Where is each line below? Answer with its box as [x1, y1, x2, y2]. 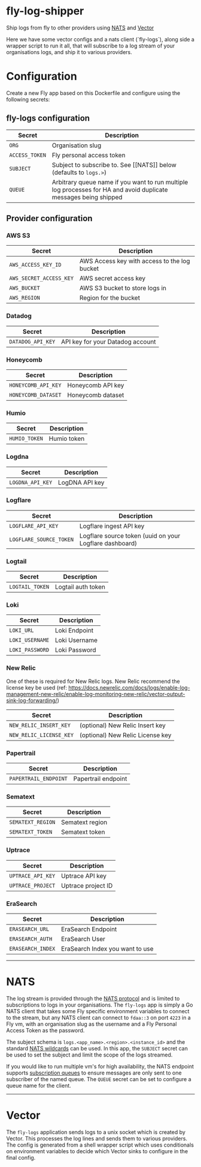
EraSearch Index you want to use [60, 944, 154, 953]
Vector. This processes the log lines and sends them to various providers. [6, 1135, 187, 1142]
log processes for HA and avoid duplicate [51, 185, 168, 193]
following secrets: [6, 95, 50, 103]
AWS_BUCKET [9, 285, 40, 292]
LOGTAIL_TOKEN [9, 584, 50, 590]
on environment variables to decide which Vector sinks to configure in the [6, 1147, 188, 1154]
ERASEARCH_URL [9, 926, 50, 932]
